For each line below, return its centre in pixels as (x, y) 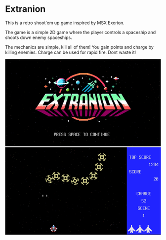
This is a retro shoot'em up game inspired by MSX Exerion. (65, 23)
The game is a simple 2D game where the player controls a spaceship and (81, 32)
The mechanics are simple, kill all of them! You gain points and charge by (80, 47)
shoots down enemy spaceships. (39, 37)
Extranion (25, 9)
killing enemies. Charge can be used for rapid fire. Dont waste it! (71, 52)
